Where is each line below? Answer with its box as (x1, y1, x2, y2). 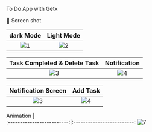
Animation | (6, 112, 35, 119)
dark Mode (9, 31, 42, 39)
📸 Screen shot (6, 17, 42, 24)
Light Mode (47, 31, 81, 39)
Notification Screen (9, 87, 67, 94)
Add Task (72, 87, 101, 94)
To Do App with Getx (6, 5, 58, 12)
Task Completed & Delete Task (9, 59, 100, 67)
